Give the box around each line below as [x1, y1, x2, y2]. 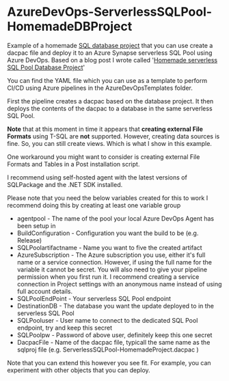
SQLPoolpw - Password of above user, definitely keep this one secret [16, 330, 213, 339]
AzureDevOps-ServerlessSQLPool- [7, 4, 213, 20]
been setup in [16, 221, 56, 230]
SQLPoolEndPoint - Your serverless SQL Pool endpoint [16, 294, 172, 302]
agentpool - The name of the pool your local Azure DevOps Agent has [16, 214, 214, 223]
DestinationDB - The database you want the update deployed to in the [16, 302, 214, 310]
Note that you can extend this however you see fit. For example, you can [7, 358, 211, 367]
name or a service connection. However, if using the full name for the [16, 258, 212, 266]
